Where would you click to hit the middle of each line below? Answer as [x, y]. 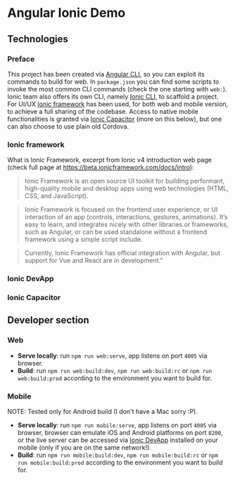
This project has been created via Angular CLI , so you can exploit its [106, 74]
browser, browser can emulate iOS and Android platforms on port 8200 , [120, 433]
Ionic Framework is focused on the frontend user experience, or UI [121, 209]
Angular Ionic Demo [66, 13]
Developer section [48, 320]
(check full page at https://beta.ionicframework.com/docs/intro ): [101, 167]
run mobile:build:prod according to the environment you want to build [120, 462]
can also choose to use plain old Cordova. [68, 126]
